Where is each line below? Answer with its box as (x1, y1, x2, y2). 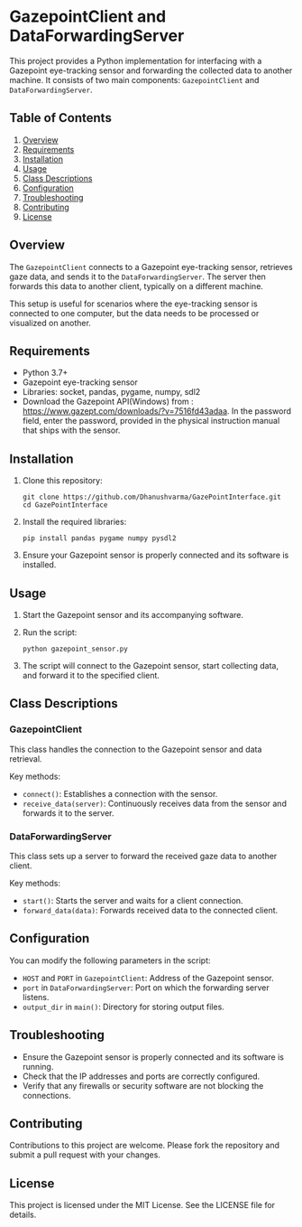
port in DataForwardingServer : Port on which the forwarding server (22, 982, 270, 993)
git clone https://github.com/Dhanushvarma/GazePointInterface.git (22, 492, 281, 502)
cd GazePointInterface (22, 501, 108, 510)
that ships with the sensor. (22, 425, 121, 436)
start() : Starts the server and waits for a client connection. (22, 894, 243, 905)
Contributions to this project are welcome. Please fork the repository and (9, 1140, 280, 1151)
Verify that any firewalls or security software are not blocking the (22, 1080, 264, 1091)
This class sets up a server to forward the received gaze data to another (9, 850, 278, 861)
